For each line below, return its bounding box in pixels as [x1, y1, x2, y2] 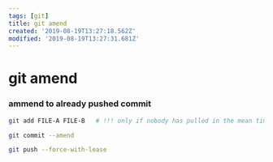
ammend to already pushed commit [8, 98, 152, 109]
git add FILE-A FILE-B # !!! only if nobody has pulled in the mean [8, 117, 253, 125]
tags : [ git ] [8, 11, 49, 20]
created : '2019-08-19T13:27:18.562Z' [8, 27, 136, 35]
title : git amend [8, 19, 67, 28]
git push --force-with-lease [8, 146, 107, 154]
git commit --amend [8, 131, 75, 139]
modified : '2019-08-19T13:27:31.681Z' [8, 34, 140, 43]
